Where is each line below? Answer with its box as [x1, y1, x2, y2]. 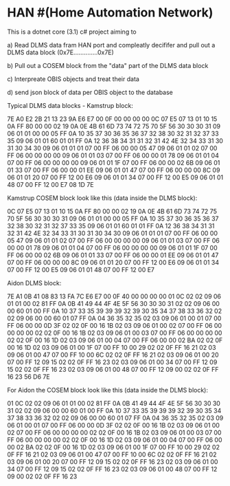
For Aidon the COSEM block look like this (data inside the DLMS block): [7, 386, 208, 394]
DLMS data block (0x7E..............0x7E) [7, 48, 115, 56]
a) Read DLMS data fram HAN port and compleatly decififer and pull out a [7, 41, 216, 49]
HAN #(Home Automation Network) [7, 5, 214, 21]
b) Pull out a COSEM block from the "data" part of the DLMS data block [7, 61, 209, 69]
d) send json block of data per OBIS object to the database [7, 88, 174, 96]
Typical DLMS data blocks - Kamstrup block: [7, 101, 134, 109]
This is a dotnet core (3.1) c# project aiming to [7, 27, 137, 36]
